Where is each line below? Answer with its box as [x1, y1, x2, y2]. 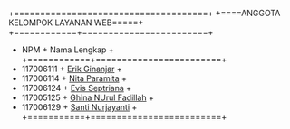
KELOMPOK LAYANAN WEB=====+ [8, 17, 144, 28]
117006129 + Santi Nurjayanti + [21, 102, 138, 112]
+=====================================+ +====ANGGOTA [8, 8, 281, 18]
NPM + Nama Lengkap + [21, 44, 114, 55]
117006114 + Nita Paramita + [21, 73, 128, 84]
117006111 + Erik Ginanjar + [21, 63, 123, 74]
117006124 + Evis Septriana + [21, 83, 132, 93]
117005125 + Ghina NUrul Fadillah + [21, 92, 155, 103]
